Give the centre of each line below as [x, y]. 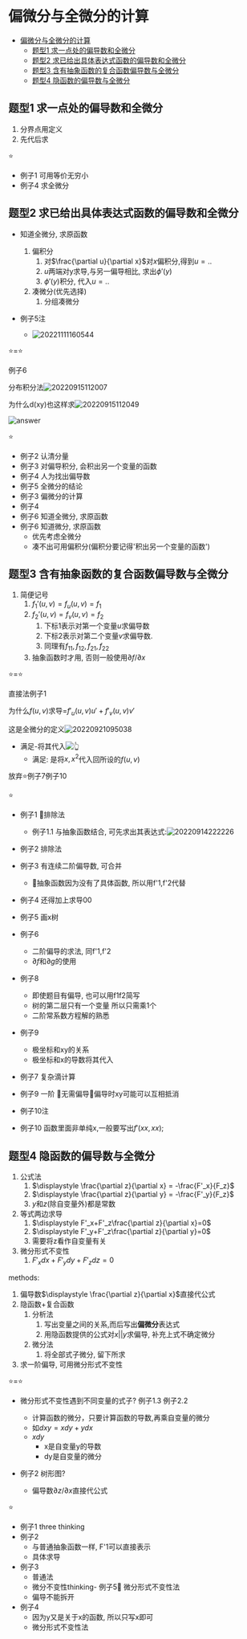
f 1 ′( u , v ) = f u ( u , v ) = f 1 [67, 605]
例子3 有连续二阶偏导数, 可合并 [71, 866]
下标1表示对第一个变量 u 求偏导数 [97, 625]
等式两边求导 [41, 1214]
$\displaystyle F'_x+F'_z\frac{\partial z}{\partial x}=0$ [121, 1223]
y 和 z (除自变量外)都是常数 [74, 1204]
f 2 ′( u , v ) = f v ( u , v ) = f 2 [68, 615]
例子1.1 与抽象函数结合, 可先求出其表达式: [99, 832]
